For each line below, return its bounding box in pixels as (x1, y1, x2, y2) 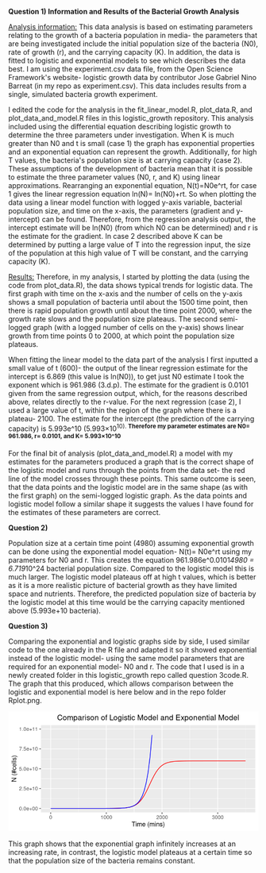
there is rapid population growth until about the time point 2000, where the (8, 306, 253, 315)
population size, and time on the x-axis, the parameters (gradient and (8, 206, 235, 215)
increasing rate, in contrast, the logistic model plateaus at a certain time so (8, 848, 253, 857)
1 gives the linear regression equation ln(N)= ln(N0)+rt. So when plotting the (8, 190, 256, 198)
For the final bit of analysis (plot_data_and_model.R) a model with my (8, 448, 233, 459)
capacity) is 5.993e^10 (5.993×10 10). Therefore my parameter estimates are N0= (8, 422, 250, 433)
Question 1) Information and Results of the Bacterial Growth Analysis (8, 7, 240, 16)
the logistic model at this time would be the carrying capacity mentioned (8, 598, 245, 607)
